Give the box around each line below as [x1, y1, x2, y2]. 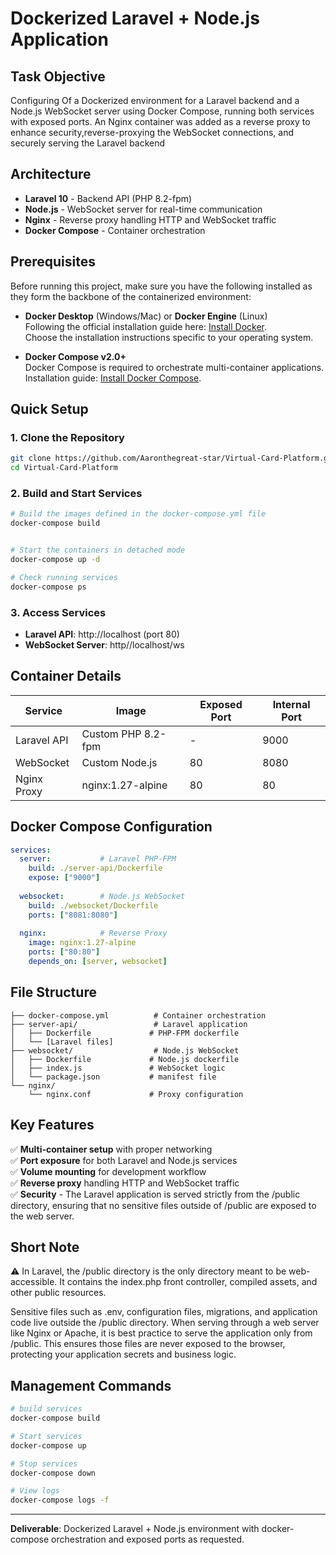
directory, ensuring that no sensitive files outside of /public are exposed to [10, 1199, 317, 1211]
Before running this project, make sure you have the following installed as [10, 280, 313, 292]
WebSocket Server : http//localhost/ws [24, 638, 185, 651]
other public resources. [10, 1287, 107, 1299]
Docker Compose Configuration [10, 818, 213, 836]
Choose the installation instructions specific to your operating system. [24, 331, 314, 343]
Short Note [10, 1238, 80, 1256]
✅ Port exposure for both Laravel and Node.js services [10, 1154, 238, 1166]
